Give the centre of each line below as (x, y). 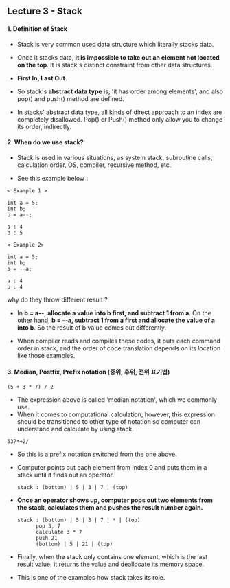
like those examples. (46, 355)
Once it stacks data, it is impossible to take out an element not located (118, 57)
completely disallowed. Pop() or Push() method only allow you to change (120, 119)
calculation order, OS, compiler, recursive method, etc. (94, 165)
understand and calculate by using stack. (75, 429)
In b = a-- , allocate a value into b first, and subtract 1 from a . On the (114, 313)
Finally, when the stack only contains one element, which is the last (112, 557)
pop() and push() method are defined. (71, 98)
